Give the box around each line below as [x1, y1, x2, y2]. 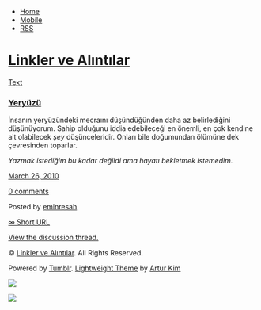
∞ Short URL [8, 217, 51, 227]
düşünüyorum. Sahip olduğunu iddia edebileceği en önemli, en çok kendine [8, 124, 253, 133]
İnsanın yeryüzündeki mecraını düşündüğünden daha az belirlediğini [8, 115, 231, 125]
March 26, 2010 [8, 171, 59, 181]
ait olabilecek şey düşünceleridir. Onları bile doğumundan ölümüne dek [8, 132, 240, 142]
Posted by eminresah [8, 202, 78, 212]
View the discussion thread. [8, 233, 99, 243]
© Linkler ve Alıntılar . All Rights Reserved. [8, 248, 144, 258]
